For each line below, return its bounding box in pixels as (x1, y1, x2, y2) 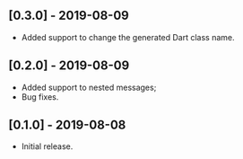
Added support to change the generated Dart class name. (21, 31, 235, 42)
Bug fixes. (21, 91, 59, 102)
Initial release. (21, 141, 74, 152)
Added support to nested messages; (21, 82, 157, 93)
